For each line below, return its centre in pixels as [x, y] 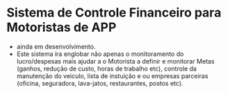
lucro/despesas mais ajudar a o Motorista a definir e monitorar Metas [115, 61]
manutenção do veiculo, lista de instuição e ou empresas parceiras [112, 76]
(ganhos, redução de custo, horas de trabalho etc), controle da [107, 68]
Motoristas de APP [62, 27]
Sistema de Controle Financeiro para [114, 13]
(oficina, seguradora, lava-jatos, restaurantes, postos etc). [100, 83]
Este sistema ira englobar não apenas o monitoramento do [100, 54]
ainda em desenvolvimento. [56, 46]
